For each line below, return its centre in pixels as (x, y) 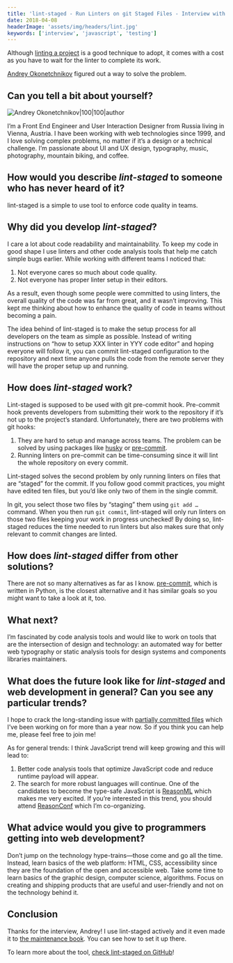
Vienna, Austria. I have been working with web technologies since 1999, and (116, 134)
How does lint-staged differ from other (93, 556)
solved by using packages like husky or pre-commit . (92, 447)
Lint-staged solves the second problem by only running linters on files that (114, 476)
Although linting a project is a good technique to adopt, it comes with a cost (115, 53)
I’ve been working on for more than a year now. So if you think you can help (115, 727)
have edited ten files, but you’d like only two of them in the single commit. (113, 491)
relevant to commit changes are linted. (62, 534)
